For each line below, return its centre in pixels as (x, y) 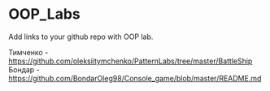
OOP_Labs (44, 14)
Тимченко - (28, 52)
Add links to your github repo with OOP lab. (81, 37)
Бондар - (24, 69)
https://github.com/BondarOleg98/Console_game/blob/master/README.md (135, 78)
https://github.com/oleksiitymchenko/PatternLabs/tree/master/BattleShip (131, 61)
